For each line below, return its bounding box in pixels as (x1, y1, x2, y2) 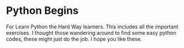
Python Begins (6, 4, 79, 17)
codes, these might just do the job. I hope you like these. (6, 35, 142, 42)
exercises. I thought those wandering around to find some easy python (6, 29, 176, 36)
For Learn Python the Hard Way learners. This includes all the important (6, 23, 179, 30)
